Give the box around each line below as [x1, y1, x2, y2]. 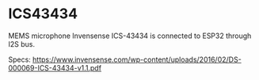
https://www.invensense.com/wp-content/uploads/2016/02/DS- [32, 55, 242, 64]
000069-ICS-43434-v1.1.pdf [8, 63, 101, 72]
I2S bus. [8, 39, 36, 48]
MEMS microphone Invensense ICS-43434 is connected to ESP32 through [8, 31, 252, 40]
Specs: [8, 55, 32, 64]
